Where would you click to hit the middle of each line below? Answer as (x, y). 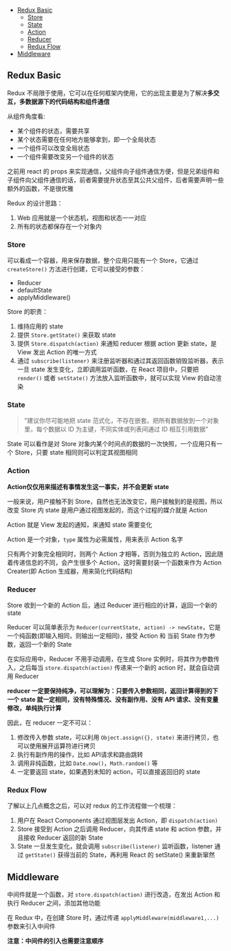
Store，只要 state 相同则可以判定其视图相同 (76, 452)
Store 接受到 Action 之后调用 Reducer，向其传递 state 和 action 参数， (116, 829)
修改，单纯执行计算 (34, 708)
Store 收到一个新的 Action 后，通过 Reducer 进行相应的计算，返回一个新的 (112, 605)
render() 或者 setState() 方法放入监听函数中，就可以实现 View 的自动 (116, 378)
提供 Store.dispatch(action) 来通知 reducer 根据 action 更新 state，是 (117, 344)
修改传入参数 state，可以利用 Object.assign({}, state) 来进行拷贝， (115, 737)
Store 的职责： (27, 312)
